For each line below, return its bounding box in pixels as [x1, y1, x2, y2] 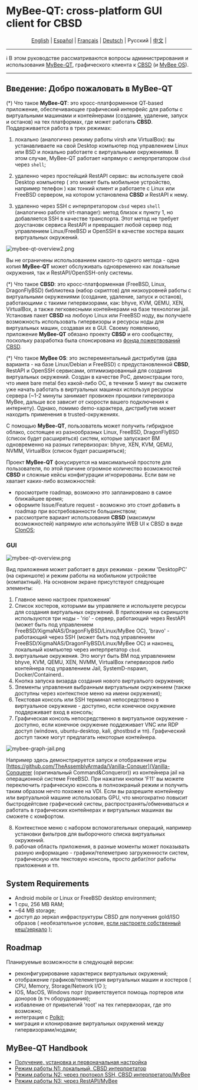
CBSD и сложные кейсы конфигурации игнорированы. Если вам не [6, 471, 176, 478]
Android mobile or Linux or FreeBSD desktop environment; [14, 894, 157, 902]
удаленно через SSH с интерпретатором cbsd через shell [14, 202, 161, 210]
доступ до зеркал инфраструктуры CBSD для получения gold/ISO [14, 913, 180, 920]
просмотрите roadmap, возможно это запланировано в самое [14, 489, 172, 496]
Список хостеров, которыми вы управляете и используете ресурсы [14, 602, 186, 609]
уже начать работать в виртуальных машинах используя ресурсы [6, 386, 174, 393]
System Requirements [6, 879, 90, 889]
